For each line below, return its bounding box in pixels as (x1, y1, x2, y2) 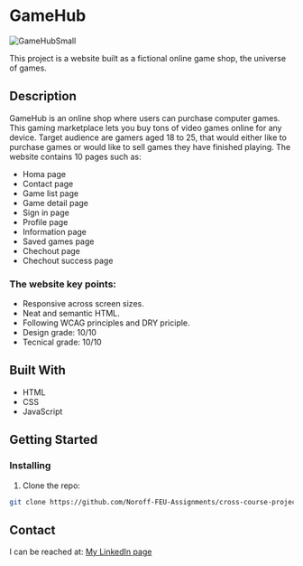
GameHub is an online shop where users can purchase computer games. (9, 112, 280, 123)
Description (9, 89, 77, 104)
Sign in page (22, 207, 69, 218)
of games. (9, 62, 47, 73)
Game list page (22, 187, 79, 199)
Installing (9, 459, 51, 472)
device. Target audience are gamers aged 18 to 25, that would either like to (9, 132, 287, 143)
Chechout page (22, 245, 81, 256)
